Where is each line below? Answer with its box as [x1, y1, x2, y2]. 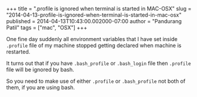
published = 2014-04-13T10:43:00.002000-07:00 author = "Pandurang [6, 18, 182, 24]
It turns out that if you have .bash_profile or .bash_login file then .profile [6, 60, 192, 67]
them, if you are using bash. [6, 84, 75, 91]
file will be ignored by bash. [6, 66, 75, 73]
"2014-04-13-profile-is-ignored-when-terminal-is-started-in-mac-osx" [6, 11, 181, 18]
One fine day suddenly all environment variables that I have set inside [6, 36, 178, 42]
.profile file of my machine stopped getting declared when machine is [6, 42, 181, 49]
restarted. [6, 48, 31, 55]
